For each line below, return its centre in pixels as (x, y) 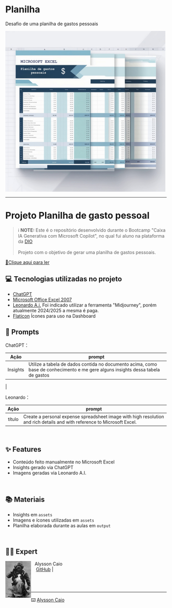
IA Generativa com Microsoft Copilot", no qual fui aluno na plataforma (91, 236)
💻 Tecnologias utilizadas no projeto (64, 279)
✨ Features (23, 449)
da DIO (25, 241)
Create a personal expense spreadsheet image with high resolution (94, 416)
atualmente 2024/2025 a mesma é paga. (56, 310)
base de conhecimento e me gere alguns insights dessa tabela (94, 370)
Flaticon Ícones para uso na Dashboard (54, 316)
